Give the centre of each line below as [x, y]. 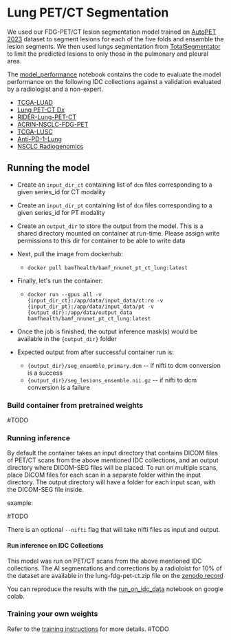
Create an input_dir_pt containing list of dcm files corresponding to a [114, 205]
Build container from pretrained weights [75, 405]
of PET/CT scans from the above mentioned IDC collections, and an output [113, 460]
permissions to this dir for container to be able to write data [101, 240]
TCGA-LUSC [35, 132]
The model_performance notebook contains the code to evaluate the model [114, 74]
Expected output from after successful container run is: [95, 352]
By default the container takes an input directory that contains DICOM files [113, 453]
